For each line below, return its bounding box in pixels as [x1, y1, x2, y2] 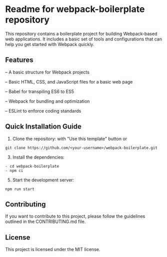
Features [5, 56, 33, 64]
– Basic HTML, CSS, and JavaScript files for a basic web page [5, 78, 133, 84]
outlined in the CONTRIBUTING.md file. [5, 218, 86, 224]
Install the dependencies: [12, 154, 65, 160]
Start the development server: [12, 176, 74, 183]
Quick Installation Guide [5, 122, 81, 131]
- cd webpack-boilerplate [5, 163, 59, 168]
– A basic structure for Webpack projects [5, 69, 90, 75]
